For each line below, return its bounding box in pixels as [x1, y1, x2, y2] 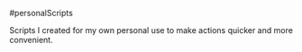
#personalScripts [9, 8, 74, 18]
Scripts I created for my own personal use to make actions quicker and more [9, 25, 293, 35]
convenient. [9, 35, 53, 45]
